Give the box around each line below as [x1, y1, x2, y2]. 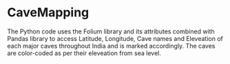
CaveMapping [7, 5, 90, 20]
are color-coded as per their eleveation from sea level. [7, 49, 162, 57]
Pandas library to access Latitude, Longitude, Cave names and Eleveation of [7, 34, 224, 42]
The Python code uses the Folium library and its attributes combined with [7, 27, 215, 35]
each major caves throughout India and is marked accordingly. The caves [7, 42, 216, 50]
